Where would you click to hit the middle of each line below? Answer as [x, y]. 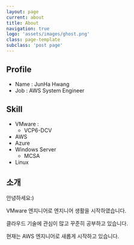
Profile [19, 70]
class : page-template [33, 40]
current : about [25, 17]
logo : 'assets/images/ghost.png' [48, 34]
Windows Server [35, 149]
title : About [23, 23]
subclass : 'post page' [35, 46]
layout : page [23, 12]
